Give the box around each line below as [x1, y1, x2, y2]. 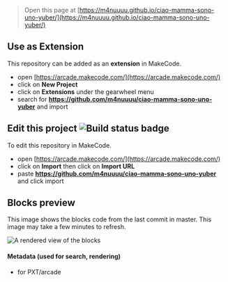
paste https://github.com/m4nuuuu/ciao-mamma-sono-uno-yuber [17, 169, 217, 178]
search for [17, 95, 47, 103]
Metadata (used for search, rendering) [7, 252, 121, 260]
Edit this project [7, 123, 77, 134]
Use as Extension [7, 41, 84, 53]
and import [36, 102, 68, 111]
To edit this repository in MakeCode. [7, 141, 112, 149]
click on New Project [17, 80, 78, 88]
